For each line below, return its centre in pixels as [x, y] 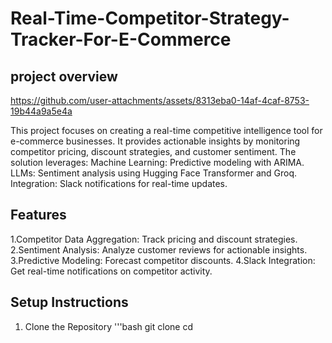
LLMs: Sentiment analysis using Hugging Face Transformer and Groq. [154, 173]
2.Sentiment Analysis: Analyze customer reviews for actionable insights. [159, 249]
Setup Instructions [69, 302]
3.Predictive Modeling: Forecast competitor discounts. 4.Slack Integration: [163, 260]
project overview [64, 76]
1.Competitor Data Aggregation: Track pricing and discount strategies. [154, 239]
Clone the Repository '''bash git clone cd [108, 326]
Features [38, 215]
